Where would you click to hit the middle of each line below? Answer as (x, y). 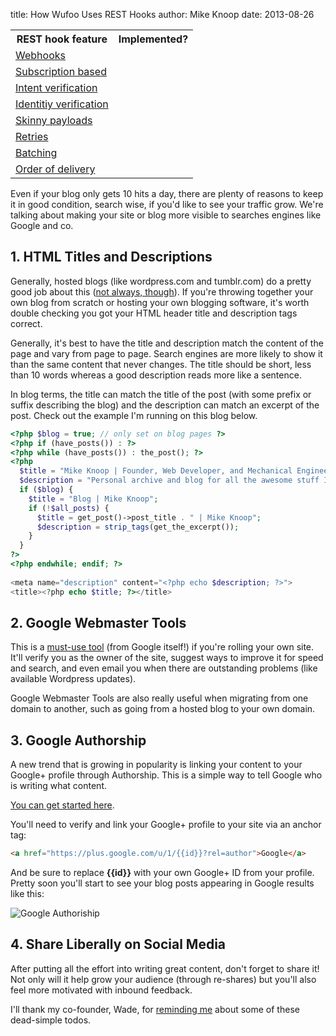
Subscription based (61, 71)
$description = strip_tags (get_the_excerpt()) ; (138, 527)
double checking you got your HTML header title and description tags (154, 313)
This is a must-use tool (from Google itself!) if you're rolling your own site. (162, 647)
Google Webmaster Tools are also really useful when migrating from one (159, 698)
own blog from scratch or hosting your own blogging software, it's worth (160, 302)
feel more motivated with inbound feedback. (101, 990)
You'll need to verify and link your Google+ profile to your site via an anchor (166, 825)
